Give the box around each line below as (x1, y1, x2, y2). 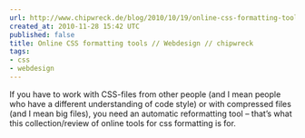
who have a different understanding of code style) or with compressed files (9, 98, 292, 109)
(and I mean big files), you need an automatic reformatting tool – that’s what (9, 108, 292, 119)
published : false (9, 30, 75, 39)
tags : (9, 47, 30, 56)
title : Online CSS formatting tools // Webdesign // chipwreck (9, 38, 254, 48)
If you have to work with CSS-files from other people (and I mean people (9, 88, 281, 100)
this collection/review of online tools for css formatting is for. (9, 117, 236, 128)
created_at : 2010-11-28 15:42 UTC (9, 22, 141, 31)
